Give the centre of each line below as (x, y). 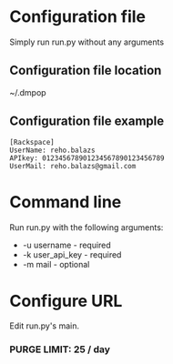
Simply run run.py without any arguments (87, 42)
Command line (66, 202)
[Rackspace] (32, 142)
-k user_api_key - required (72, 254)
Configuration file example (87, 121)
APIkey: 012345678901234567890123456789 (87, 158)
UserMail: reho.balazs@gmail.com (73, 166)
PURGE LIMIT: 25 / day (60, 349)
